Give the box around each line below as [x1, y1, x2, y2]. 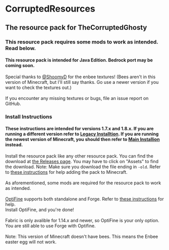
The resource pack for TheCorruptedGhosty [5, 23, 147, 32]
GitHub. [5, 101, 21, 107]
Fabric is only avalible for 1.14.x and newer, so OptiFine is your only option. [5, 217, 159, 223]
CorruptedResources [5, 3, 95, 15]
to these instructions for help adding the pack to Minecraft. [5, 169, 128, 175]
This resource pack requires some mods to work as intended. [5, 38, 158, 45]
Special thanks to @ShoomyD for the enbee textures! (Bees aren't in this [5, 74, 156, 80]
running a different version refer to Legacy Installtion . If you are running [5, 131, 159, 137]
